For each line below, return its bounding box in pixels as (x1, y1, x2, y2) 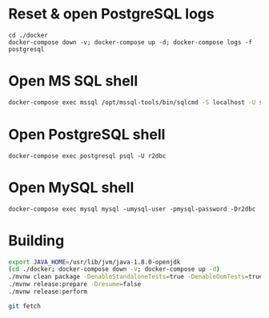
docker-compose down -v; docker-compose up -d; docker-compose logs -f (8, 38, 252, 46)
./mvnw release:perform (8, 288, 88, 296)
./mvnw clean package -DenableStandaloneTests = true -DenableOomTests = (8, 273, 249, 281)
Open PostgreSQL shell (8, 125, 166, 143)
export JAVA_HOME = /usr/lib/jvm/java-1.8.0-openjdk (8, 258, 181, 266)
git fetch (8, 302, 42, 310)
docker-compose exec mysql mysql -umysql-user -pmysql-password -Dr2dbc (8, 205, 256, 213)
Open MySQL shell (8, 178, 134, 196)
